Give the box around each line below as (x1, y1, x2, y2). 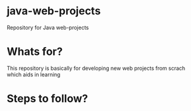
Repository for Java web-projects (7, 24, 89, 31)
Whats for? (7, 45, 63, 58)
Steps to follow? (7, 92, 88, 106)
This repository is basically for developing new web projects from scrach (7, 64, 186, 72)
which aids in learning (7, 70, 61, 78)
